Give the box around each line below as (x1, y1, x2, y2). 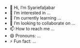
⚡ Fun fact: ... (9, 38, 36, 44)
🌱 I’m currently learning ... (9, 15, 62, 21)
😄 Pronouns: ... (9, 33, 41, 39)
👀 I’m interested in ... (9, 10, 51, 16)
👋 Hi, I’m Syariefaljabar (9, 5, 55, 10)
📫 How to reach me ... (9, 26, 55, 31)
